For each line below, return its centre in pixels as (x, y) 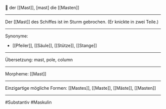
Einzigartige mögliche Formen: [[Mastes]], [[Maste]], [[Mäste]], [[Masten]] (81, 88)
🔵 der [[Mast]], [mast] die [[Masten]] (42, 8)
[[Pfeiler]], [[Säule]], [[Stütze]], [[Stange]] (55, 45)
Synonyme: (17, 36)
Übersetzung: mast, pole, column (39, 60)
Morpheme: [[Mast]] (26, 74)
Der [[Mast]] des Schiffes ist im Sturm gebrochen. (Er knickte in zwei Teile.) (82, 22)
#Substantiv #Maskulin (28, 102)
